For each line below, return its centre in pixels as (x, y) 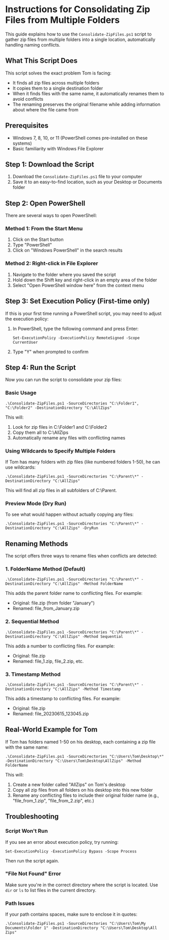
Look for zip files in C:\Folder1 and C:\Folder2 (60, 427)
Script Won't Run (27, 831)
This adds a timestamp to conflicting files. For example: (63, 699)
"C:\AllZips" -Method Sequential (88, 636)
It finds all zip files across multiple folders (56, 83)
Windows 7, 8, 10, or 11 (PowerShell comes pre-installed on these (80, 138)
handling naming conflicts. (33, 45)
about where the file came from (45, 109)
